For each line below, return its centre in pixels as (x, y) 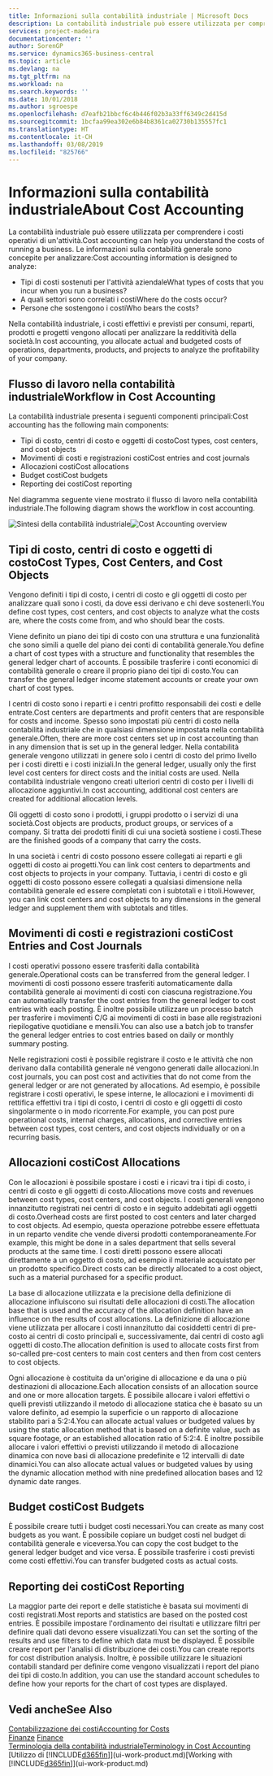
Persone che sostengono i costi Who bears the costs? (109, 308)
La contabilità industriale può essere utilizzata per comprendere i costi (126, 232)
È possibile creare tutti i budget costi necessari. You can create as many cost (136, 1526)
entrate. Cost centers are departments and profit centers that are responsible (136, 712)
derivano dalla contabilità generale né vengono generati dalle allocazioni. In (134, 1068)
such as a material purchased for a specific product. (96, 1277)
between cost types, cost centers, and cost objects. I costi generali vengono (136, 1199)
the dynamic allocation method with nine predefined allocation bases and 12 (136, 1473)
